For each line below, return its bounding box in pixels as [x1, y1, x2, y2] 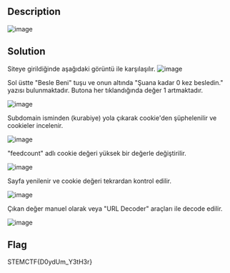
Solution [7, 46, 46, 58]
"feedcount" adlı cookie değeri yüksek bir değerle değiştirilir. [7, 149, 187, 157]
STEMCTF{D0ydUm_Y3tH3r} [7, 257, 93, 267]
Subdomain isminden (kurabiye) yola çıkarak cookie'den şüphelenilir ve [7, 114, 217, 122]
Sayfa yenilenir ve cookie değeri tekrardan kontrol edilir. [7, 177, 172, 185]
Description [7, 6, 61, 18]
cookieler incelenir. [7, 121, 64, 129]
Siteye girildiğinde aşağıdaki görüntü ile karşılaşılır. [7, 64, 156, 73]
